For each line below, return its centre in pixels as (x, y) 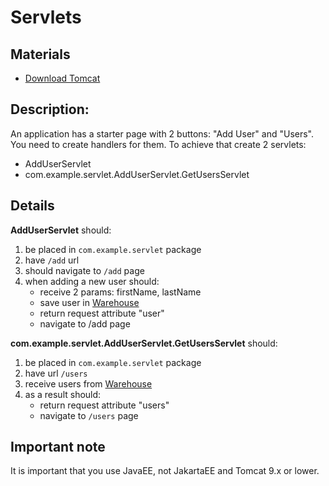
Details (32, 206)
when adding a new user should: (92, 281)
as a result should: (63, 394)
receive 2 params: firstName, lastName (120, 292)
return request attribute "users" (104, 405)
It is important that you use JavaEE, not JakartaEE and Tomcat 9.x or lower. (165, 471)
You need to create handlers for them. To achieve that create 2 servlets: (158, 144)
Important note (58, 447)
